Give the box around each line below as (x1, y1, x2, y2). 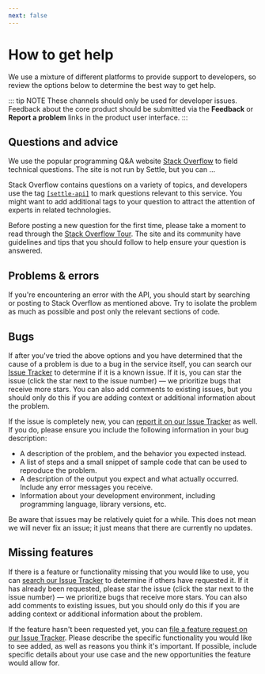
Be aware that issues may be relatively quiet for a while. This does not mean (8, 515, 256, 524)
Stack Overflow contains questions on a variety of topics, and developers (8, 180, 248, 190)
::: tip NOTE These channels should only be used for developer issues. (8, 96, 237, 105)
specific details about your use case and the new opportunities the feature (8, 649, 252, 659)
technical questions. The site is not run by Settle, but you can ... (8, 165, 216, 174)
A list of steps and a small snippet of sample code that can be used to (19, 457, 248, 466)
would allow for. (8, 658, 60, 668)
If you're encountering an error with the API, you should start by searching (8, 290, 251, 299)
